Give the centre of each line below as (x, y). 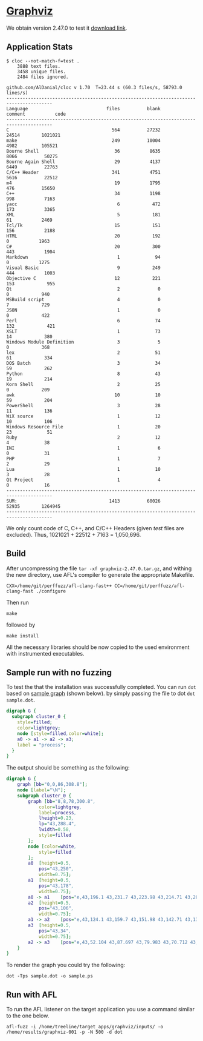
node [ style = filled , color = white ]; (60, 733)
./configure (51, 591)
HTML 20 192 (84, 236)
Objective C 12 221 (84, 278)
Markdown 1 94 (84, 257)
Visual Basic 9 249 (84, 268)
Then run (18, 602)
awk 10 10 (84, 395)
